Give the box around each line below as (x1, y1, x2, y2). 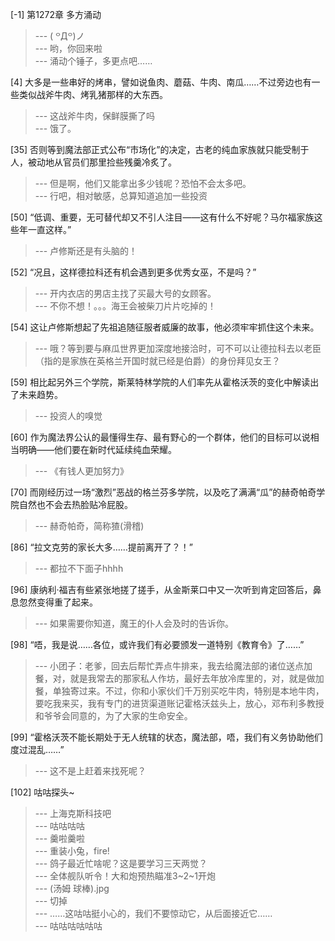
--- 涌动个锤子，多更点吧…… (34, 55, 153, 67)
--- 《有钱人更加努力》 (34, 465, 130, 477)
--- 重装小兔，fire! (34, 845, 110, 857)
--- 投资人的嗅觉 (34, 410, 103, 422)
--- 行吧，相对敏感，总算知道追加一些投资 (34, 190, 208, 202)
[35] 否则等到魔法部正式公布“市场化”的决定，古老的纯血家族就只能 (10, 144, 283, 155)
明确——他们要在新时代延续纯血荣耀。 (18, 444, 177, 455)
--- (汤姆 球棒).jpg (34, 883, 110, 894)
